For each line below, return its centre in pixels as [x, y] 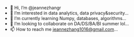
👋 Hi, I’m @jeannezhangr [35, 8]
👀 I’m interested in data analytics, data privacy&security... [69, 13]
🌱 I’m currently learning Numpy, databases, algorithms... [68, 18]
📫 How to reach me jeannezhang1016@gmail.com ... [64, 29]
